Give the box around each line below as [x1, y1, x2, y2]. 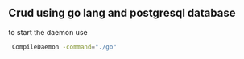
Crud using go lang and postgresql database [8, 6, 236, 20]
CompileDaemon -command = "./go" [11, 43, 117, 51]
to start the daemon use [8, 27, 88, 37]
